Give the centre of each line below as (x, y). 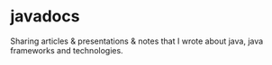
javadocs (45, 16)
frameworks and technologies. (67, 50)
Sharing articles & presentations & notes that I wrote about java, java (137, 41)
